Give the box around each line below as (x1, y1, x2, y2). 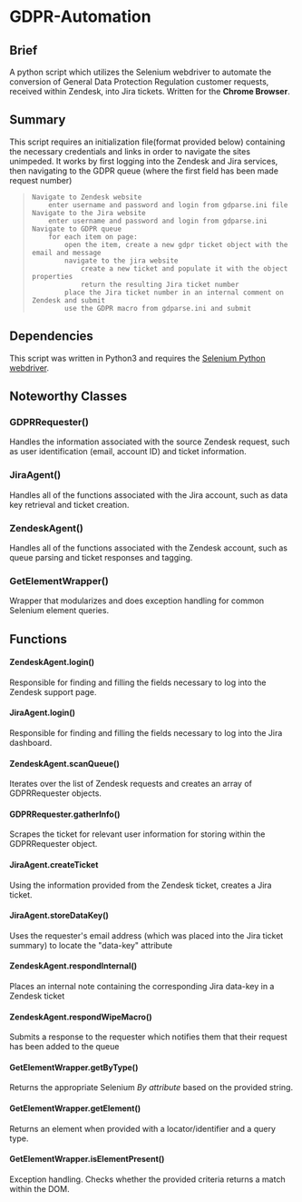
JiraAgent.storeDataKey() (9, 910, 109, 921)
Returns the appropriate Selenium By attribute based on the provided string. (9, 1082, 293, 1093)
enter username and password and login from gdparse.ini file (48, 200, 288, 210)
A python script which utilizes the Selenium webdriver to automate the (9, 66, 272, 77)
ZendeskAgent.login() (9, 657, 95, 668)
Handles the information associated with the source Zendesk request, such (9, 436, 290, 447)
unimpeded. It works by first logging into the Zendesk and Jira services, (9, 155, 278, 166)
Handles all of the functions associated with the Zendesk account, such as (9, 542, 288, 553)
